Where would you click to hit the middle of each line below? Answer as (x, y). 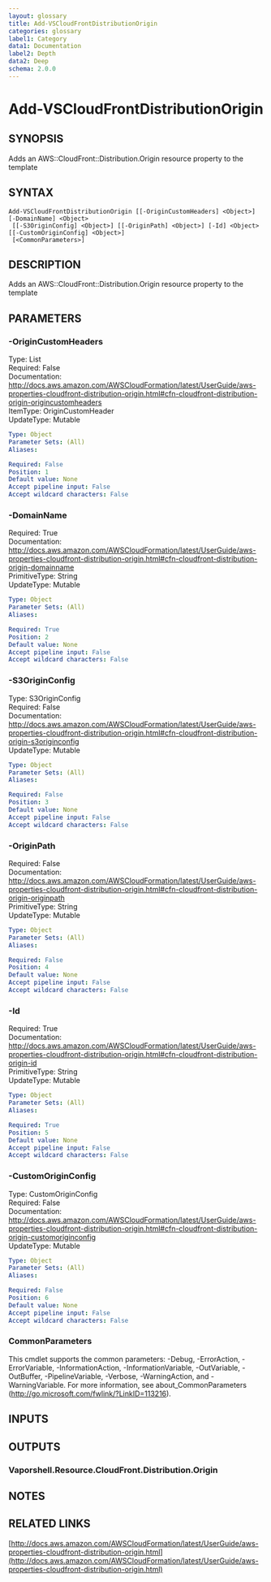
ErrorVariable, (32, 1367)
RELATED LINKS (49, 1524)
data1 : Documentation (45, 46)
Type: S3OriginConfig (45, 698)
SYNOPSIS (36, 139)
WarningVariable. (37, 1385)
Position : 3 (28, 802)
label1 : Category (38, 39)
